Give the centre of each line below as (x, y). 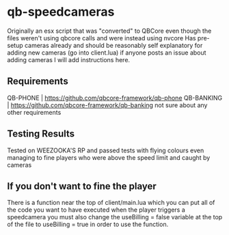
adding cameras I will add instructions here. (69, 59)
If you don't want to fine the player (82, 186)
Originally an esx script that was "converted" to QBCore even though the (109, 31)
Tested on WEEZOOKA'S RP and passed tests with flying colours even (106, 150)
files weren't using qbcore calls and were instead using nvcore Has (102, 38)
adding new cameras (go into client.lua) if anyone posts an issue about (107, 53)
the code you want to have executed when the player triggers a (96, 210)
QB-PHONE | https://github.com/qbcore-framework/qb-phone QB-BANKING (115, 98)
